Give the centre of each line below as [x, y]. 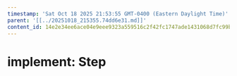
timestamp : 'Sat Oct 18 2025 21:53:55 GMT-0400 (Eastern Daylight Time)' [118, 14]
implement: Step [57, 62]
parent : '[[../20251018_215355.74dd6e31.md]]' [77, 20]
